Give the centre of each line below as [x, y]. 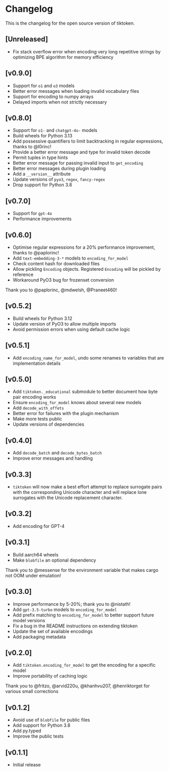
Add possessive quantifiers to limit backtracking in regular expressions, [88, 141]
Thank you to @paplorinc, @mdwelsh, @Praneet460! [61, 290]
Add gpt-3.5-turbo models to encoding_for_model [65, 609]
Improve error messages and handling [53, 458]
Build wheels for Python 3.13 [42, 136]
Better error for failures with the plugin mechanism [66, 413]
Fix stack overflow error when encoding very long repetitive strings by [87, 51]
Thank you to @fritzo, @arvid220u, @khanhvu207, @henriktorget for [78, 686]
